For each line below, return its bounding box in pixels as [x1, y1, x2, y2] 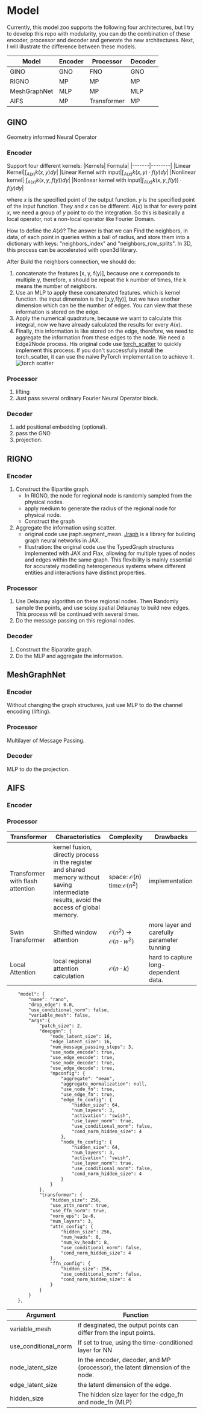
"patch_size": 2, [39, 1023, 83, 1029]
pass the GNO [15, 430, 51, 437]
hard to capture [149, 953, 193, 962]
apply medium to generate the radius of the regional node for [24, 505, 176, 512]
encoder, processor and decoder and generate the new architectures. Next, [7, 36, 195, 43]
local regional [53, 957, 92, 965]
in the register [53, 858, 93, 866]
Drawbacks [154, 833, 189, 841]
